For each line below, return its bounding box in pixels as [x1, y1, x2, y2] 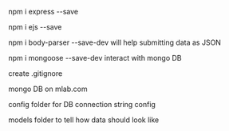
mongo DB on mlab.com [8, 84, 88, 93]
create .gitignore [8, 69, 63, 78]
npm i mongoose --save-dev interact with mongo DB [8, 54, 182, 62]
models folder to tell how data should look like [8, 115, 160, 125]
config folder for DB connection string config [8, 100, 156, 109]
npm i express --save [8, 7, 79, 16]
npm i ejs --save [8, 22, 62, 31]
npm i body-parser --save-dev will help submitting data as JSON [8, 38, 222, 47]
